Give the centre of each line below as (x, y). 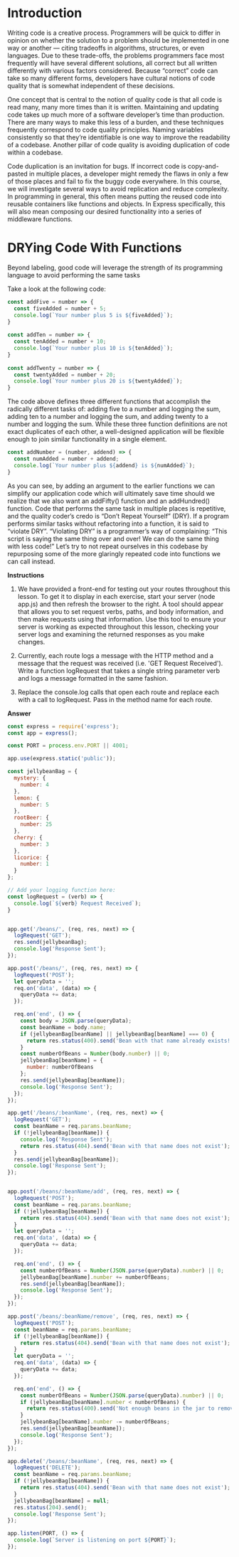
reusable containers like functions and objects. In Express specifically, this (116, 203)
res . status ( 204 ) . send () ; (51, 1507)
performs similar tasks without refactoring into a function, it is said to (108, 524)
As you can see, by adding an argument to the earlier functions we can (111, 486)
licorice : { (32, 857)
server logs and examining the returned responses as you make (111, 634)
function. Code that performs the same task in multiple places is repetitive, (117, 508)
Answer (19, 713)
